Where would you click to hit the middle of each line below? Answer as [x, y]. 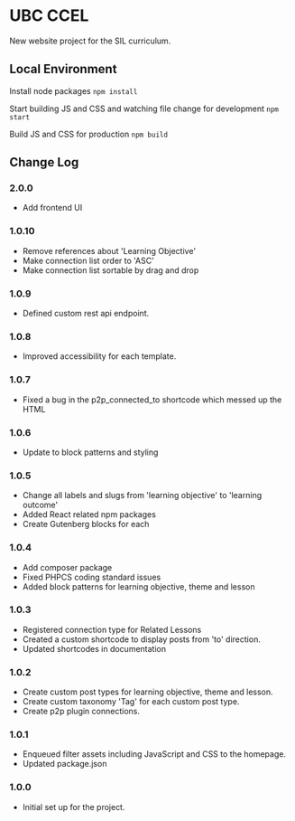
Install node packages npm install [74, 90]
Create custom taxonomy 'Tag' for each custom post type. [131, 702]
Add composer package [67, 567]
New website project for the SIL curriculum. [90, 41]
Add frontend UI [52, 208]
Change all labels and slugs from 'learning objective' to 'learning [142, 495]
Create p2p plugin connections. [81, 712]
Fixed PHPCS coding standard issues [92, 577]
